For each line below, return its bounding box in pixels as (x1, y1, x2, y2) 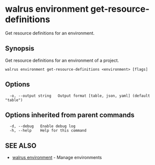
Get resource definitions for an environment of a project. (5, 57, 119, 63)
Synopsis (5, 44, 34, 53)
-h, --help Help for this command (9, 128, 87, 133)
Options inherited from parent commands (5, 110, 135, 119)
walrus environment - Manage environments (12, 155, 102, 161)
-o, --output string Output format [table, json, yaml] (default (9, 93, 151, 98)
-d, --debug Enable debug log (9, 124, 76, 129)
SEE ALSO (5, 141, 37, 150)
